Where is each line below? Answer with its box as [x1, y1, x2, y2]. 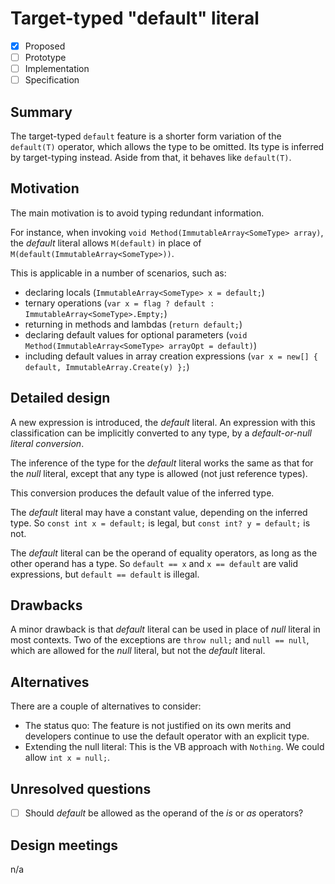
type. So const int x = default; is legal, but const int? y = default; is [10, 517, 311, 529]
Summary [10, 103, 73, 121]
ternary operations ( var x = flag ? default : [24, 297, 215, 309]
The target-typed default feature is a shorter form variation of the [10, 130, 282, 142]
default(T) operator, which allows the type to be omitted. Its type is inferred [10, 141, 325, 152]
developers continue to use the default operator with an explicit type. [24, 730, 310, 742]
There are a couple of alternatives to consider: [10, 700, 202, 712]
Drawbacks [10, 597, 83, 614]
